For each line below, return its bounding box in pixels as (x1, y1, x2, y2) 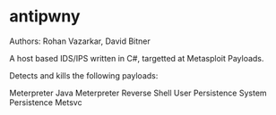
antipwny (9, 6, 81, 27)
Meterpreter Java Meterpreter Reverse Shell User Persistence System (9, 87, 267, 98)
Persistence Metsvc (9, 96, 82, 108)
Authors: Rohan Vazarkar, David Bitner (9, 36, 151, 46)
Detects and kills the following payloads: (9, 70, 159, 81)
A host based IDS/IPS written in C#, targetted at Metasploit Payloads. (9, 53, 264, 63)
